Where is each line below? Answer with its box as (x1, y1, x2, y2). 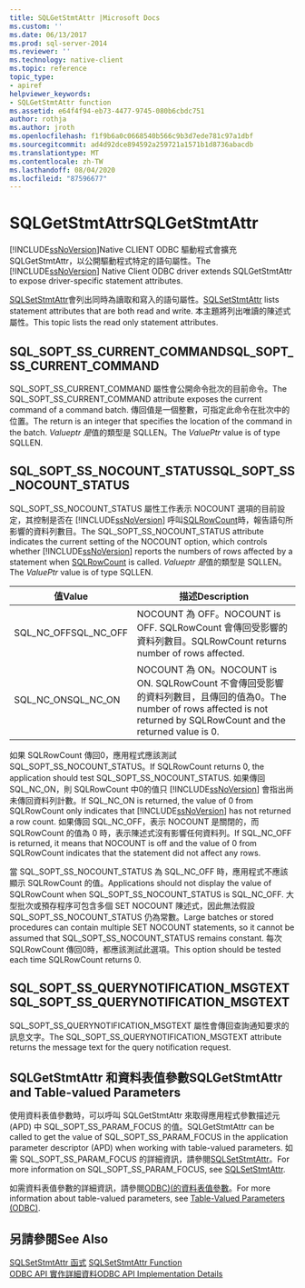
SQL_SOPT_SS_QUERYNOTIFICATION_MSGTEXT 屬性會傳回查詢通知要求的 (9, 1020, 290, 1031)
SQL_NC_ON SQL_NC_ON (14, 693, 121, 705)
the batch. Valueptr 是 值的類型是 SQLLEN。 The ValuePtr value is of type (9, 427, 280, 437)
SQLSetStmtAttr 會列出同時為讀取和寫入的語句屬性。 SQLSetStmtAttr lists (9, 295, 280, 305)
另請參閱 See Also (9, 1231, 109, 1246)
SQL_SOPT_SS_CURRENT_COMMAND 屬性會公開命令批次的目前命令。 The (9, 384, 288, 394)
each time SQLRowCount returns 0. (9, 954, 143, 964)
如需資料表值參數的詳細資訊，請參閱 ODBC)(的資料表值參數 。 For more (9, 1183, 271, 1193)
